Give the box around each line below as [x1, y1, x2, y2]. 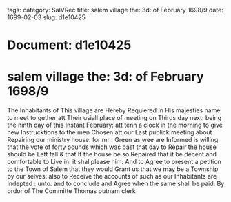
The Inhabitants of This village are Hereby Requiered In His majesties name [7, 106, 221, 114]
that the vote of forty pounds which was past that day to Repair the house [7, 143, 217, 151]
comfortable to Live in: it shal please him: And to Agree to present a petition [7, 158, 222, 166]
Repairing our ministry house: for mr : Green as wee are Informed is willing [7, 136, 219, 144]
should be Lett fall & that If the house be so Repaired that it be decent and [7, 150, 217, 159]
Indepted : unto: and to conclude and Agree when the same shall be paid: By [7, 179, 225, 188]
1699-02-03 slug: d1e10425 [7, 13, 86, 21]
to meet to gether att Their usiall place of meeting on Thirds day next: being [7, 114, 222, 122]
